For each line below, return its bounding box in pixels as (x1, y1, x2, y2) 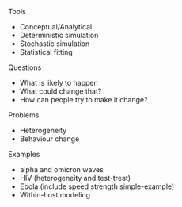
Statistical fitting (19, 48, 73, 56)
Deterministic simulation (19, 31, 99, 40)
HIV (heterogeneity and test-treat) (19, 174, 131, 182)
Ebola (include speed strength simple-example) (19, 182, 175, 191)
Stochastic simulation (19, 39, 90, 48)
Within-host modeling (19, 190, 91, 199)
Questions (8, 63, 42, 72)
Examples (8, 150, 40, 159)
